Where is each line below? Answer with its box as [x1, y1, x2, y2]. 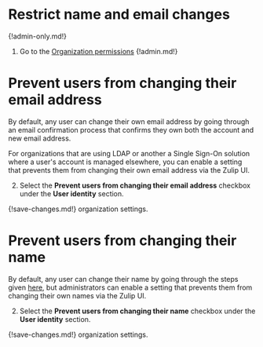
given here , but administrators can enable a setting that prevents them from [8, 283, 253, 292]
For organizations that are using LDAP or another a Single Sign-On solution [8, 148, 250, 158]
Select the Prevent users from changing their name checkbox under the [19, 306, 256, 316]
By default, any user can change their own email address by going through [8, 116, 250, 126]
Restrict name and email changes [8, 5, 230, 24]
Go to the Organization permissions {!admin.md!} [19, 46, 178, 56]
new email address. [8, 133, 71, 143]
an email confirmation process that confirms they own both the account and [8, 125, 254, 134]
